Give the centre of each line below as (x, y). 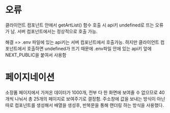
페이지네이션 (30, 78)
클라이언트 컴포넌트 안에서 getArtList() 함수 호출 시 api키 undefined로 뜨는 (80, 25)
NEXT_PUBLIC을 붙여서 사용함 (36, 55)
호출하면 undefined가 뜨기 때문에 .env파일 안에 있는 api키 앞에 (89, 48)
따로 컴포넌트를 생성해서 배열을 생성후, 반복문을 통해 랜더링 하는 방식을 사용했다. (85, 105)
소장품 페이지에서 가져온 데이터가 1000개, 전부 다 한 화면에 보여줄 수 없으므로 (81, 92)
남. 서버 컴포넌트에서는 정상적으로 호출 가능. (54, 31)
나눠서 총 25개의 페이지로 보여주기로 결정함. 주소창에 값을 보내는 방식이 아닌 (90, 99)
